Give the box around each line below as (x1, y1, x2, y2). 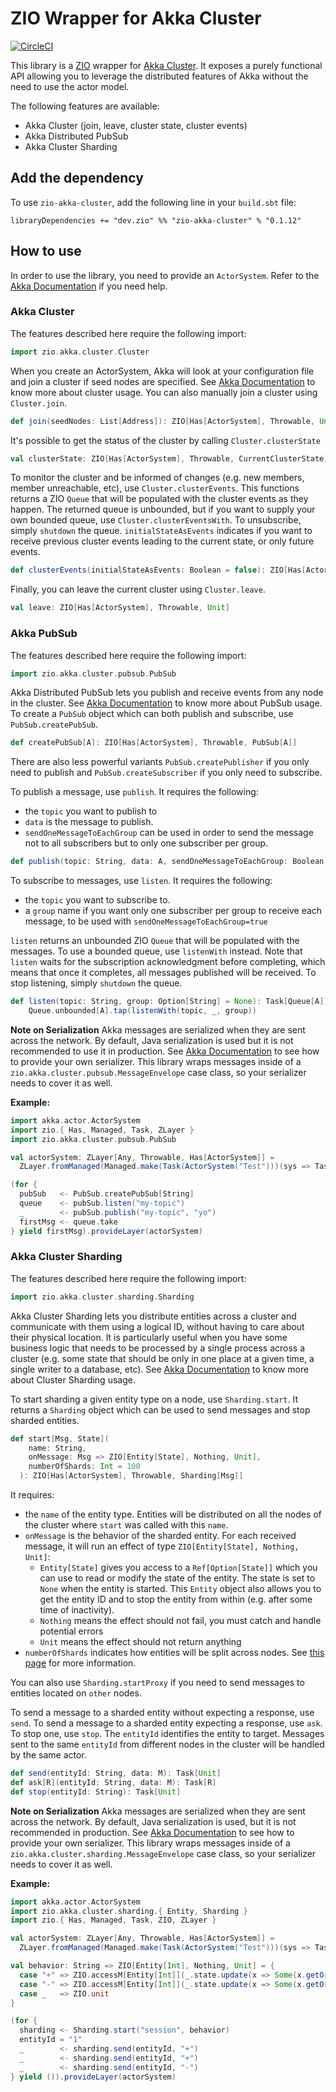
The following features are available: (10, 100, 160, 112)
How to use (10, 243, 82, 260)
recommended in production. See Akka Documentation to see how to (10, 1826, 295, 1838)
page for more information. (24, 1657, 137, 1669)
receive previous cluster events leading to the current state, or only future (10, 535, 315, 547)
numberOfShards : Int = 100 (28, 1462, 141, 1472)
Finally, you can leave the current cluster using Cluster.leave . (10, 583, 266, 596)
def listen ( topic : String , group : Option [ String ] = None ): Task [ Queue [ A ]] (10, 997, 329, 1007)
